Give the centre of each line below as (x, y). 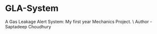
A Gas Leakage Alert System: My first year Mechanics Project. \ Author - (79, 22)
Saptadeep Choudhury (28, 26)
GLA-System (32, 8)
